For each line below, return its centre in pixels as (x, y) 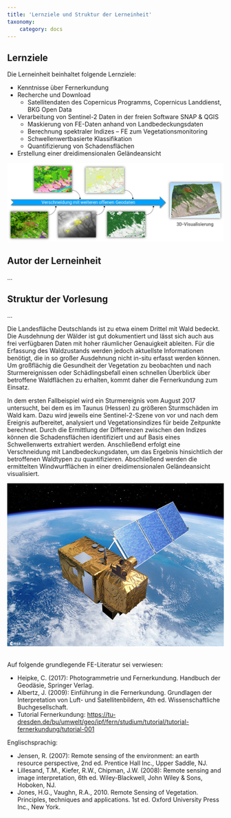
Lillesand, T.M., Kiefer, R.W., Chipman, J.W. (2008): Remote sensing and (119, 770)
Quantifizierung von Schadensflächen (81, 146)
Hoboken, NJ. (36, 785)
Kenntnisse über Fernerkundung (63, 88)
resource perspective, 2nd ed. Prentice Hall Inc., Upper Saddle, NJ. (112, 763)
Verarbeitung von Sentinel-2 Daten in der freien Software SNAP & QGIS (118, 117)
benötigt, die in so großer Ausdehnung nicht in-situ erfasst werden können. (114, 358)
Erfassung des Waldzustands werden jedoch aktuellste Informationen (106, 351)
